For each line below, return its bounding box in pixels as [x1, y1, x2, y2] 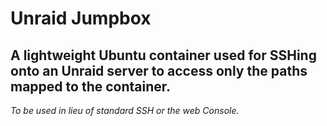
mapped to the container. [10, 78, 172, 95]
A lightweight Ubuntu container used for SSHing [10, 47, 317, 64]
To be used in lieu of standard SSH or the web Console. [10, 105, 240, 116]
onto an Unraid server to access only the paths [10, 62, 308, 79]
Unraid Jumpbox [10, 7, 152, 30]
